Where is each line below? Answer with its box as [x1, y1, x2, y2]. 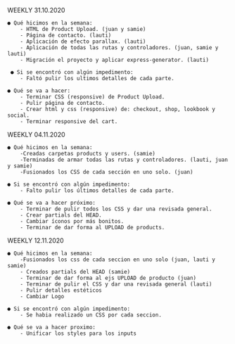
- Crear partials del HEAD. [20, 212, 102, 219]
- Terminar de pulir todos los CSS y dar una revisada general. [20, 205, 212, 212]
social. [7, 112, 30, 119]
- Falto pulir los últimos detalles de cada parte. [20, 187, 174, 194]
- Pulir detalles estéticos [20, 287, 102, 294]
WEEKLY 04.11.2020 [7, 130, 65, 139]
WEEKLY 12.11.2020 [7, 236, 65, 245]
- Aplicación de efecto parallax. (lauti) [20, 38, 146, 45]
